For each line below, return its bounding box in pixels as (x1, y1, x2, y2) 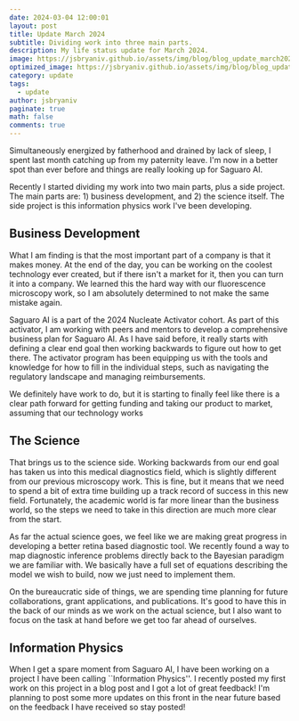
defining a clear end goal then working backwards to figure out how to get (9, 342, 282, 353)
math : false (9, 112, 53, 121)
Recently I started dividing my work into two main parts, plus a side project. (9, 182, 286, 192)
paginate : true (9, 104, 66, 113)
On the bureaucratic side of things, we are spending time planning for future (9, 586, 288, 597)
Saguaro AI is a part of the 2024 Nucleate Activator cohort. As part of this (9, 314, 279, 325)
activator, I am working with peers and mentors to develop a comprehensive (9, 324, 288, 334)
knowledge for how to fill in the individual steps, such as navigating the (9, 362, 270, 373)
